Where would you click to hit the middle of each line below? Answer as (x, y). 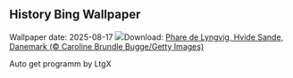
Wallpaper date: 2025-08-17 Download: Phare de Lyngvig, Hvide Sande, (146, 37)
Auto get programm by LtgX (60, 63)
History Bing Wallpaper (75, 15)
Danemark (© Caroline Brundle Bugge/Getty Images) (106, 46)
